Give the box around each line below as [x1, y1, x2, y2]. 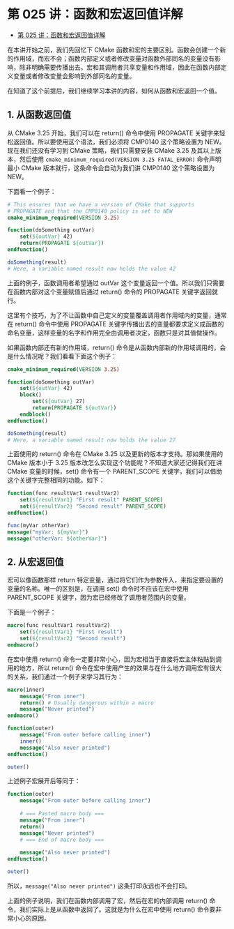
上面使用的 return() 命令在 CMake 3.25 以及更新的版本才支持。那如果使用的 [7, 450, 224, 458]
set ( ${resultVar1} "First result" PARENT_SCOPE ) [19, 497, 164, 504]
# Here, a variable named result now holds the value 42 [7, 265, 176, 272]
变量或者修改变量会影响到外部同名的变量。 [13, 71, 136, 80]
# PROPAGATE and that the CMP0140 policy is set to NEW [7, 207, 173, 215]
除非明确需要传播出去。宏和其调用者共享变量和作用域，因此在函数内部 [19, 63, 221, 71]
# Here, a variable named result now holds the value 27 [7, 437, 176, 444]
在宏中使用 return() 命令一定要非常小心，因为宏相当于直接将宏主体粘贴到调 [7, 655, 221, 663]
